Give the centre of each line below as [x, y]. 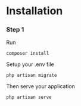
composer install [28, 54]
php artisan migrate [32, 76]
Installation [35, 11]
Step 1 [15, 30]
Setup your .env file [30, 64]
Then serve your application [41, 86]
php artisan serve [29, 97]
